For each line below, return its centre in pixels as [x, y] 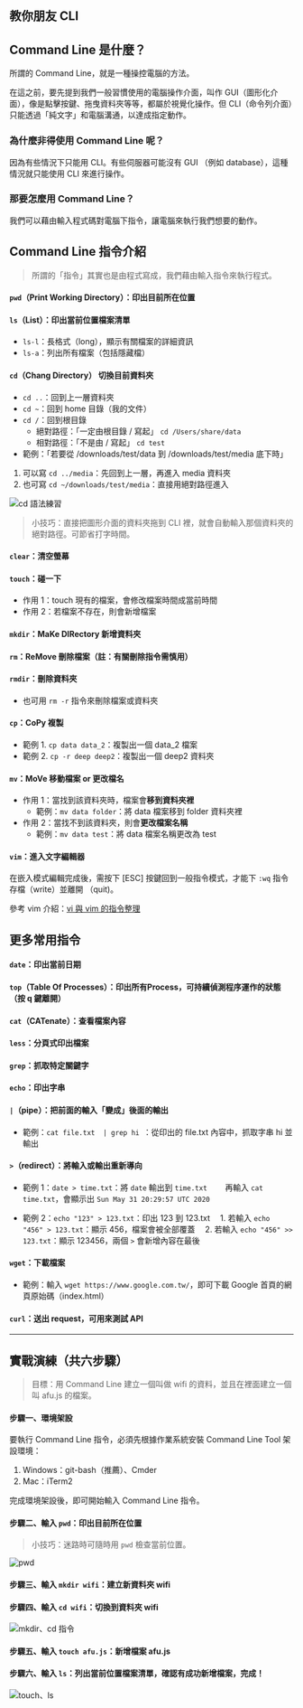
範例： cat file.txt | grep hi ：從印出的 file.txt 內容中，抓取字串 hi [152, 1131]
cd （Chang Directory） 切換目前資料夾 [82, 375]
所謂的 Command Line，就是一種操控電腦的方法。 [102, 73]
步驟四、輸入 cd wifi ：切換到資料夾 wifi [84, 1607]
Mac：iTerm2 [48, 1481]
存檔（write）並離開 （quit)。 [64, 889]
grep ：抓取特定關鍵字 [49, 1065]
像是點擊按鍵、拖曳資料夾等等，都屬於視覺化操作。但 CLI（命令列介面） [161, 104]
